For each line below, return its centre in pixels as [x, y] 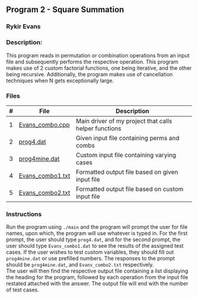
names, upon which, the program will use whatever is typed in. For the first [97, 234]
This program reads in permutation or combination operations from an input [98, 55]
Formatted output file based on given [127, 172]
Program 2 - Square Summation [65, 10]
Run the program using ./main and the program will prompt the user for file [97, 227]
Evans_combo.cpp [44, 125]
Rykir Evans [24, 27]
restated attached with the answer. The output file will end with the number [97, 284]
